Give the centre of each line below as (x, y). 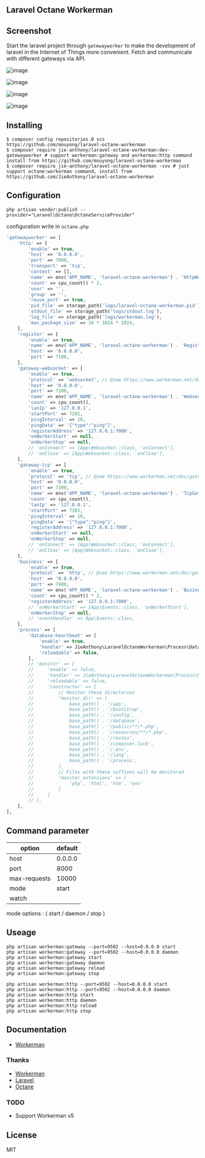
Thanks (18, 1060)
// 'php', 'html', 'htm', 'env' (86, 783)
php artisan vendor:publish (42, 210)
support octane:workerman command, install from (69, 172)
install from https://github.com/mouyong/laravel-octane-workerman (94, 161)
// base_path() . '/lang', (79, 755)
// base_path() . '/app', (77, 704)
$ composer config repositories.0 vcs (56, 139)
